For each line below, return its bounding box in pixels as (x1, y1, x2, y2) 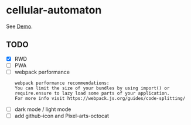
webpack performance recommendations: (14, 80, 110, 86)
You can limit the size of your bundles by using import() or (14, 85, 170, 91)
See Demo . (6, 23, 33, 30)
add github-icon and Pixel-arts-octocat (14, 112, 110, 119)
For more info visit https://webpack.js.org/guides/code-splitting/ (14, 95, 186, 101)
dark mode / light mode (14, 106, 71, 113)
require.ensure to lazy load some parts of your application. (14, 90, 170, 96)
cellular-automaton (6, 4, 102, 17)
